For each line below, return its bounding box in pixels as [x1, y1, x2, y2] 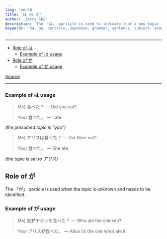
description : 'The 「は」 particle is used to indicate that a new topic [5, 21, 159, 26]
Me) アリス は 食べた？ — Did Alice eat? [17, 135, 97, 141]
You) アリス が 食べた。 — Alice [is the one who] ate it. [17, 228, 127, 234]
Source [5, 73, 20, 80]
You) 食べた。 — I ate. [17, 114, 63, 120]
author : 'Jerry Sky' [5, 16, 48, 21]
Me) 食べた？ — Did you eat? [17, 104, 77, 110]
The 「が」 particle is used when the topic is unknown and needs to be [5, 186, 151, 192]
